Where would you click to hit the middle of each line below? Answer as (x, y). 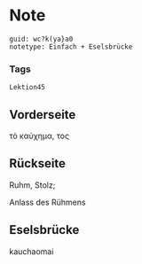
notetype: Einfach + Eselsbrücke (71, 47)
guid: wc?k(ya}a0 (41, 39)
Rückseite (38, 163)
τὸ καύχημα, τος (39, 136)
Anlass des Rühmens (47, 202)
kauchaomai (32, 251)
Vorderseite (43, 115)
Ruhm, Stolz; (32, 185)
